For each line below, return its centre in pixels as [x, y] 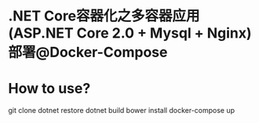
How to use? [49, 89]
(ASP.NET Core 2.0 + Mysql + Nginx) [130, 33]
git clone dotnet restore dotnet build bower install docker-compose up [122, 110]
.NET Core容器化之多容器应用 [104, 16]
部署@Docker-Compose [88, 52]
